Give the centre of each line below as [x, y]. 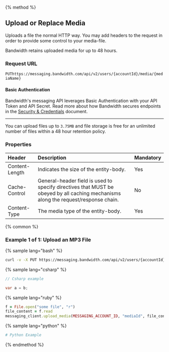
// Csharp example [24, 279]
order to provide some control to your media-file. [56, 40]
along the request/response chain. [78, 199]
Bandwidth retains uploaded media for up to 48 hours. [61, 51]
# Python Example [23, 335]
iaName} [13, 79]
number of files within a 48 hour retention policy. [56, 131]
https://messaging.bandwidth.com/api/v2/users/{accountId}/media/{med [88, 74]
